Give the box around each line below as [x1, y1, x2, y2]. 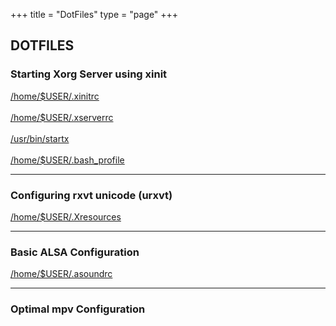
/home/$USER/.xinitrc [10, 90, 100, 102]
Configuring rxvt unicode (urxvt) [10, 188, 173, 202]
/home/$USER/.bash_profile [10, 154, 125, 166]
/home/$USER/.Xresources [10, 210, 122, 223]
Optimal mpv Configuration [10, 302, 146, 316]
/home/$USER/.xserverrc [10, 111, 114, 123]
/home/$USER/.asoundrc [10, 268, 113, 280]
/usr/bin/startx [10, 132, 70, 144]
